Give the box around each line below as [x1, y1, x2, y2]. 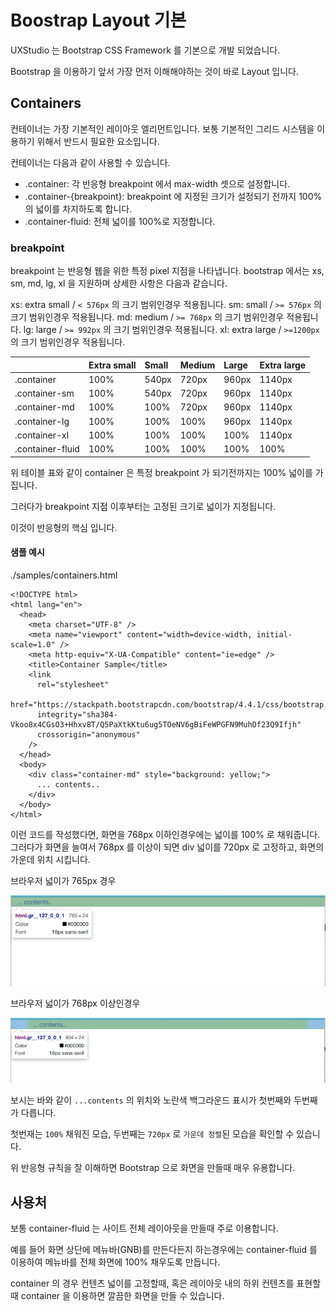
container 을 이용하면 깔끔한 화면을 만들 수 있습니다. [20, 1290, 225, 1302]
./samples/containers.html [10, 569, 118, 581]
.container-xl [14, 429, 70, 441]
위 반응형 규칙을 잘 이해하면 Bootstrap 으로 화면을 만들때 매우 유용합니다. [10, 1162, 296, 1174]
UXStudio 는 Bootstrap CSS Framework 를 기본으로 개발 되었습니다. [10, 44, 281, 56]
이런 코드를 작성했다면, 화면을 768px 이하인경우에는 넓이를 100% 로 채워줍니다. [10, 828, 321, 840]
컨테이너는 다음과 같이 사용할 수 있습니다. [10, 156, 171, 168]
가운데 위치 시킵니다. [10, 853, 91, 865]
